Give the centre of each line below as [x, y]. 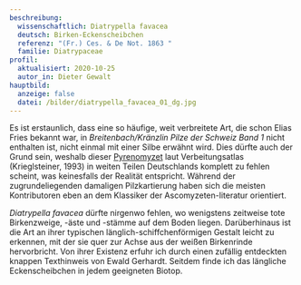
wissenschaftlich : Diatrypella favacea [93, 26]
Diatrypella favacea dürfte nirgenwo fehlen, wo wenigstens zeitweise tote [147, 213]
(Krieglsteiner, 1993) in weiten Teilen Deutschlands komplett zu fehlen [140, 167]
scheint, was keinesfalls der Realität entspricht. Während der [122, 176]
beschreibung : [36, 18]
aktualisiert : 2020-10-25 [67, 69]
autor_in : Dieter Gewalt [64, 77]
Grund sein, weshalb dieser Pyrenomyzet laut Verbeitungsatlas [127, 157]
